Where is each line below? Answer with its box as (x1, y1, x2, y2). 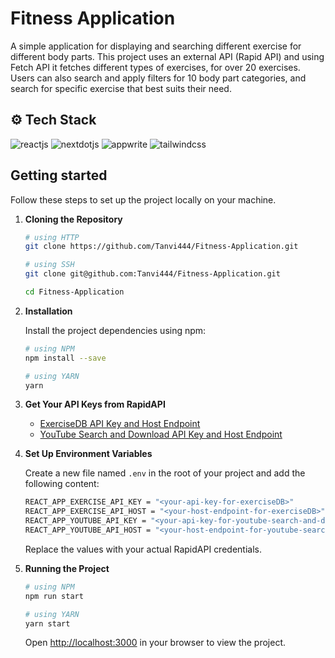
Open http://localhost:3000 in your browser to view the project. (24, 637, 287, 649)
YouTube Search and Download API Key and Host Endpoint (39, 428, 283, 441)
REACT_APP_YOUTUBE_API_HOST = (24, 525, 152, 536)
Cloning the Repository (24, 213, 123, 225)
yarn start (24, 618, 71, 629)
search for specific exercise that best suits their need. (10, 82, 232, 94)
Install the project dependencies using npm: (24, 324, 207, 336)
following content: (24, 478, 100, 490)
